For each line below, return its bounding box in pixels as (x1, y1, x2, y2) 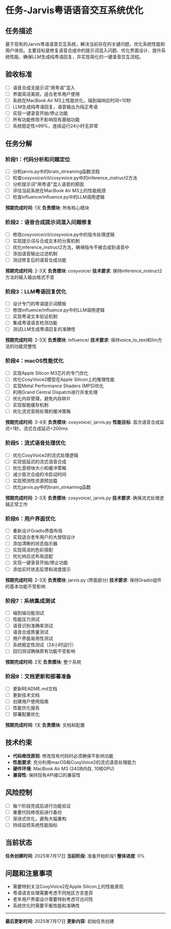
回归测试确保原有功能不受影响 (12, 648, 75, 654)
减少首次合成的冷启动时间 (12, 471, 67, 477)
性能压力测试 (12, 616, 40, 622)
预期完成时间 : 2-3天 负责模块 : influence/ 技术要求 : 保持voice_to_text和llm (5, 337, 158, 343)
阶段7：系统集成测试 (5, 597, 55, 604)
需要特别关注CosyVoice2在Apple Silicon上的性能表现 (12, 884, 124, 890)
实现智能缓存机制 (12, 402, 49, 408)
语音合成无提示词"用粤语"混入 (12, 85, 75, 91)
